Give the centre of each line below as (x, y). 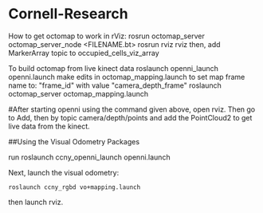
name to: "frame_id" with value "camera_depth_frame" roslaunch (115, 85)
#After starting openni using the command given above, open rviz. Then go (132, 109)
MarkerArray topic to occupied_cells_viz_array (84, 53)
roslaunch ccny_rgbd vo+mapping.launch (75, 187)
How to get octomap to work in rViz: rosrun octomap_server (106, 36)
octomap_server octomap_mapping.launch (79, 93)
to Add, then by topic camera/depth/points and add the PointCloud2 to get (130, 117)
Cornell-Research (69, 14)
